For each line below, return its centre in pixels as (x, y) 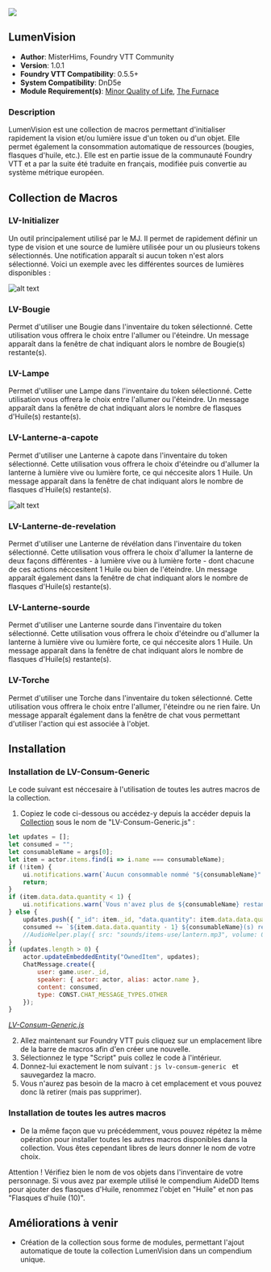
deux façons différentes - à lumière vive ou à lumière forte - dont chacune (131, 560)
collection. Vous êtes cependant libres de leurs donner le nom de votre (138, 1148)
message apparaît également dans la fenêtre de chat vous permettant (124, 715)
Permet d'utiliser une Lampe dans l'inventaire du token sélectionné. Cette (130, 391)
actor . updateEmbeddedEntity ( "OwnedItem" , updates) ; (111, 957)
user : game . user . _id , (74, 973)
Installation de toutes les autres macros (88, 1113)
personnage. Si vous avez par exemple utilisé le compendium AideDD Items (134, 1180)
